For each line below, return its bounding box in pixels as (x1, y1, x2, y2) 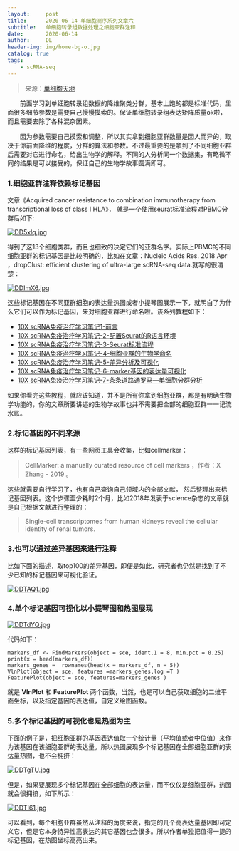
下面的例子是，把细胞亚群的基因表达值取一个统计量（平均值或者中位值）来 (7, 733, 225, 742)
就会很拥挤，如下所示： (7, 789, 76, 798)
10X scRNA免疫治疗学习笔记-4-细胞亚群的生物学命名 (17, 349, 172, 357)
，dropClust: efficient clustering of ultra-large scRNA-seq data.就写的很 (7, 260, 218, 269)
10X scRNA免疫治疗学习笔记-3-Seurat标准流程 (17, 340, 154, 349)
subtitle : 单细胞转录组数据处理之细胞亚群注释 (7, 24, 137, 31)
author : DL (7, 37, 53, 44)
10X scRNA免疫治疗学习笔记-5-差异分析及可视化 (17, 358, 160, 366)
